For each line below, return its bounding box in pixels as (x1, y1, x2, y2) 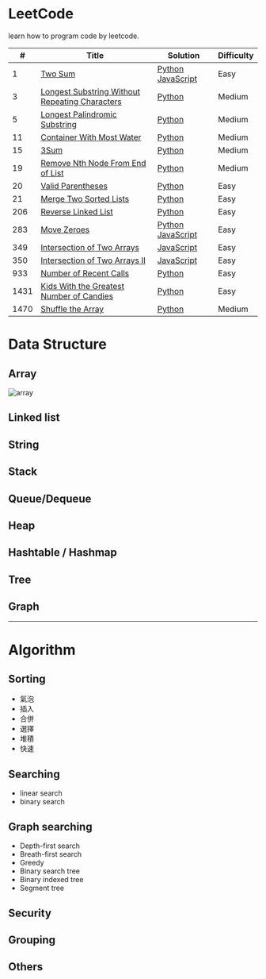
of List (40, 168, 64, 179)
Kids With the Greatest (40, 280, 125, 291)
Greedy (19, 858, 45, 868)
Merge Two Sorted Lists (40, 193, 130, 204)
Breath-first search (19, 850, 82, 859)
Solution (167, 49, 200, 60)
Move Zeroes (40, 224, 90, 235)
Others (8, 960, 44, 973)
